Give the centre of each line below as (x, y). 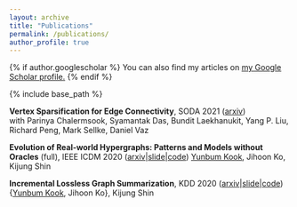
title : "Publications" (51, 26)
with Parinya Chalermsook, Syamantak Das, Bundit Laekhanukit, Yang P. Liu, (149, 121)
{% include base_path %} (56, 94)
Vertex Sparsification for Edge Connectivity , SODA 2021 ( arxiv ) (128, 111)
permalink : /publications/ (59, 34)
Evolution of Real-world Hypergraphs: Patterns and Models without (136, 147)
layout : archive (39, 17)
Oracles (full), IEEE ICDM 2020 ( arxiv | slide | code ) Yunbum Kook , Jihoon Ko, (148, 157)
